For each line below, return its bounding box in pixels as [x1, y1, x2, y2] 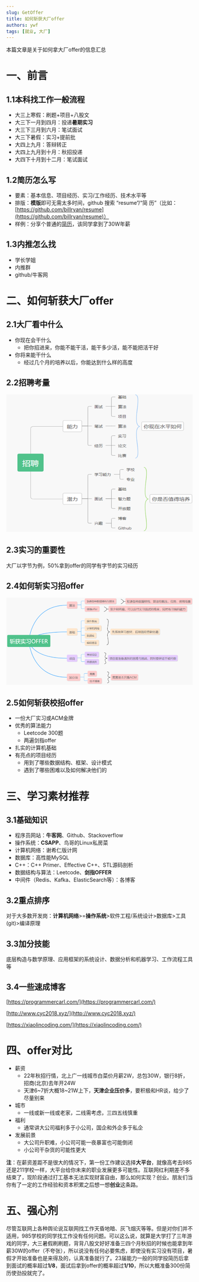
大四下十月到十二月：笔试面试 [14, 156, 88, 163]
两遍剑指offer [23, 737, 56, 744]
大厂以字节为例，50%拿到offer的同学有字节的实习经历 [6, 561, 139, 569]
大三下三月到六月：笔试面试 [14, 126, 83, 134]
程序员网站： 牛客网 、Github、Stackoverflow [14, 832, 123, 839]
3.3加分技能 [6, 938, 50, 949]
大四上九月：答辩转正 [14, 141, 67, 148]
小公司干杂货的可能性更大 [23, 1146, 86, 1153]
